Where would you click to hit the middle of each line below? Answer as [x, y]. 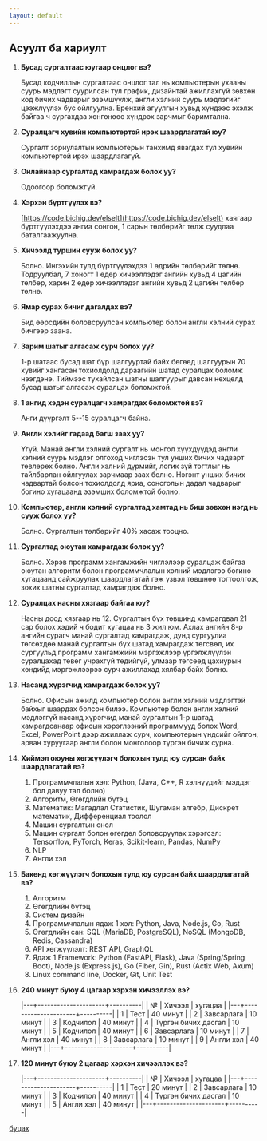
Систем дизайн [59, 915]
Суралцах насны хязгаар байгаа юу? [85, 603]
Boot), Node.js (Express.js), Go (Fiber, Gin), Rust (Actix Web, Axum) [143, 966]
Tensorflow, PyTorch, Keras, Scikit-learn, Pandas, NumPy [127, 842]
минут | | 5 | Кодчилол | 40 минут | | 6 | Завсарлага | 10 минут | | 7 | [135, 1031]
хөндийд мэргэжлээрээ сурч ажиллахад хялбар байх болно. [124, 670]
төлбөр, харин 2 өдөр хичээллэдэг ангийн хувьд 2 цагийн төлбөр [132, 283]
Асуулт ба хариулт [58, 48]
